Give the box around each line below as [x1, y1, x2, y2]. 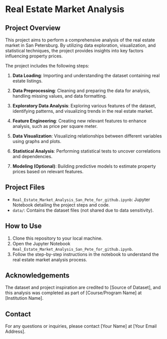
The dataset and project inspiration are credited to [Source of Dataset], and [5, 285, 161, 291]
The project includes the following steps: [5, 63, 89, 69]
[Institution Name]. [5, 295, 44, 301]
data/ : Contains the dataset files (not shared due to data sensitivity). [12, 207, 154, 213]
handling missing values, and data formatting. [12, 93, 107, 99]
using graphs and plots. [12, 139, 62, 144]
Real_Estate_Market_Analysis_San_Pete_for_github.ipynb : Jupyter [12, 196, 150, 202]
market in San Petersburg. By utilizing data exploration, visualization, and [5, 42, 156, 48]
